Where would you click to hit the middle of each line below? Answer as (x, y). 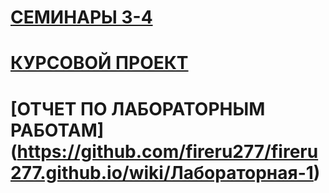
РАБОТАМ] (57, 130)
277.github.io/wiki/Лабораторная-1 (162, 172)
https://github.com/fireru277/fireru (167, 151)
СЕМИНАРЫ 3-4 (81, 17)
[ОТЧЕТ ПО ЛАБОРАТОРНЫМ (138, 108)
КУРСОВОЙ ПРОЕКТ (99, 63)
